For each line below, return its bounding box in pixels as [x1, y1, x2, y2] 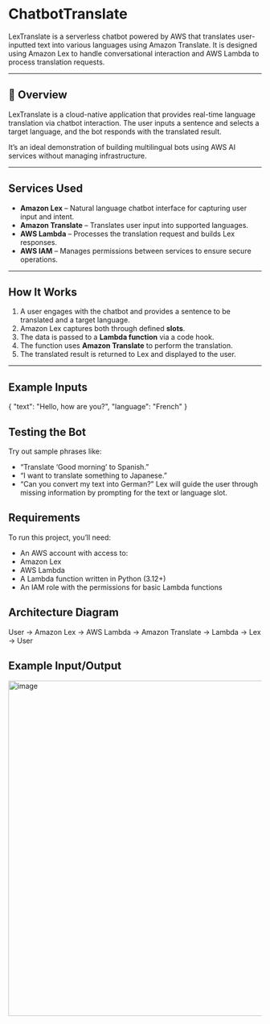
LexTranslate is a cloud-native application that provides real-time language [8, 110, 256, 119]
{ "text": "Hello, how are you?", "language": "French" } [8, 402, 187, 412]
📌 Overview [8, 88, 67, 102]
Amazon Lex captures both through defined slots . [19, 324, 186, 334]
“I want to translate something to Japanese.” [19, 471, 167, 480]
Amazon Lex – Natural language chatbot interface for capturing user [19, 203, 247, 213]
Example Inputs [8, 380, 88, 394]
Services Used [8, 182, 83, 196]
